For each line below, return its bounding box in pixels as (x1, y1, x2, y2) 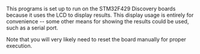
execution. (6, 42, 33, 49)
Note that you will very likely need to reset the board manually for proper (6, 36, 187, 43)
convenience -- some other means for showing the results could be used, (6, 18, 189, 25)
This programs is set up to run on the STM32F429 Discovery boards (6, 5, 176, 12)
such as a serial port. (6, 24, 58, 31)
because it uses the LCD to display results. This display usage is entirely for (6, 11, 194, 19)
